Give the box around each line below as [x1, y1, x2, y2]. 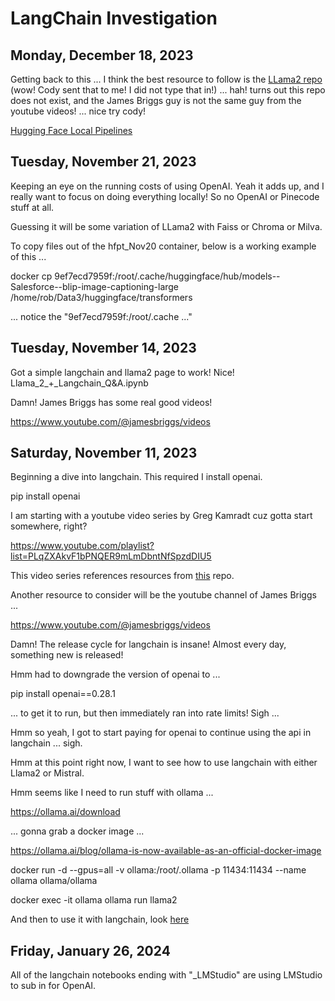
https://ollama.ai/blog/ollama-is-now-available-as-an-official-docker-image [10, 845, 322, 857]
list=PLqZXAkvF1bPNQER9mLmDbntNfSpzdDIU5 [10, 550, 212, 562]
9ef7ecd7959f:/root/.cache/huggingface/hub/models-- [54, 270, 281, 282]
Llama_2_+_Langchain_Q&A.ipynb [10, 377, 149, 389]
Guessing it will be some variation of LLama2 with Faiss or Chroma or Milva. [10, 220, 323, 232]
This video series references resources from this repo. [10, 570, 235, 582]
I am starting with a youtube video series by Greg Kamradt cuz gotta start [10, 510, 313, 522]
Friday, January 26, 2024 [10, 942, 171, 959]
